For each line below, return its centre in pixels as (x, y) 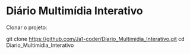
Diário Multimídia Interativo (75, 11)
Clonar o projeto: (27, 27)
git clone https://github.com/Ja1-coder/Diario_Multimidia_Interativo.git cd (96, 39)
